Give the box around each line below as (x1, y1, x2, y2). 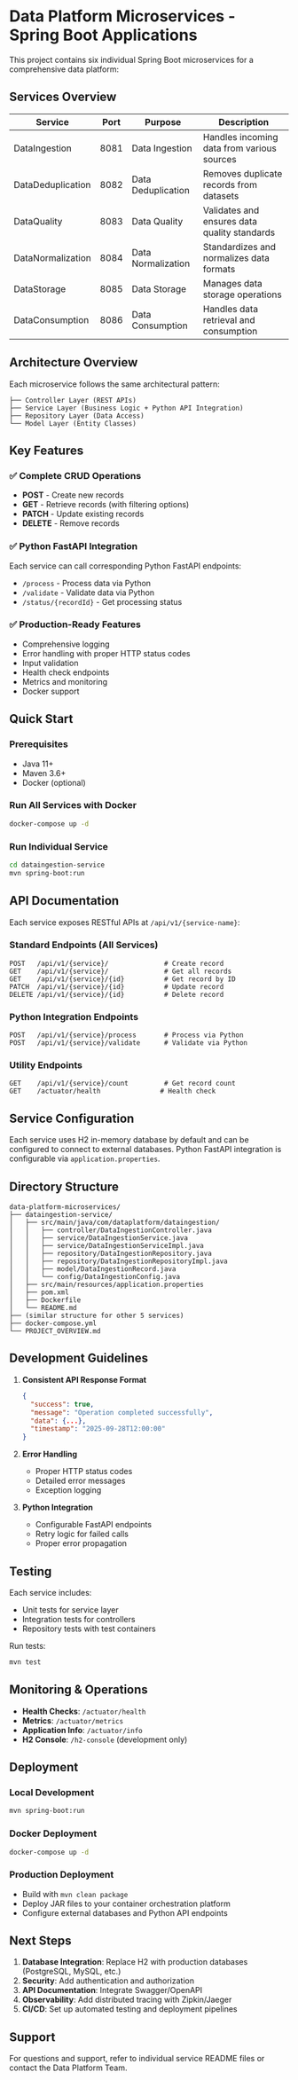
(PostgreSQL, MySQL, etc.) (21, 1966, 122, 1977)
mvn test (9, 1657, 42, 1667)
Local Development (9, 1786, 95, 1798)
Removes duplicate (202, 167, 283, 179)
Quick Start (9, 711, 74, 726)
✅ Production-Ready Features (9, 618, 142, 631)
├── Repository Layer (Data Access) (9, 411, 145, 420)
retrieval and (202, 313, 255, 326)
